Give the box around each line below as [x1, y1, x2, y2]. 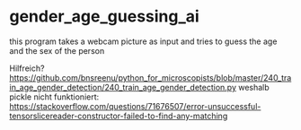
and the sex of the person [9, 45, 105, 56]
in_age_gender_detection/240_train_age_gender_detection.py [9, 82, 236, 92]
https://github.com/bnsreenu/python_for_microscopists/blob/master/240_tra [9, 72, 292, 82]
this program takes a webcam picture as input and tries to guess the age [9, 36, 278, 47]
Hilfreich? [9, 63, 45, 74]
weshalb [237, 82, 270, 92]
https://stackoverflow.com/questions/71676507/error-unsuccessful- [9, 100, 261, 111]
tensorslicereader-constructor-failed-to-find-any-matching [9, 110, 228, 121]
